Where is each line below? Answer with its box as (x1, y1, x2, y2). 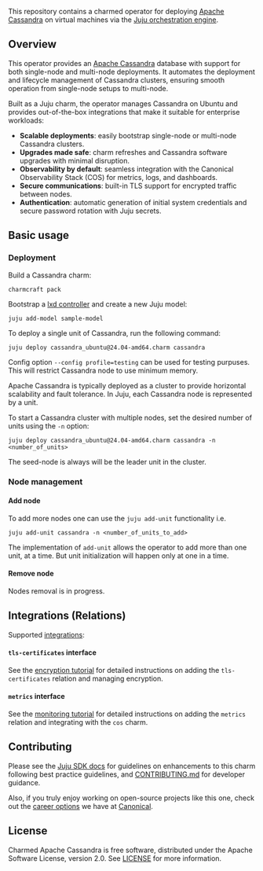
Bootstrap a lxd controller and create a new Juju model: (8, 299, 188, 309)
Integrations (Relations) (8, 609, 126, 623)
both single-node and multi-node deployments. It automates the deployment (8, 67, 255, 76)
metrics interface (8, 692, 65, 701)
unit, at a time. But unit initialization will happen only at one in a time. (8, 550, 229, 560)
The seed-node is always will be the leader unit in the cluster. (8, 457, 206, 466)
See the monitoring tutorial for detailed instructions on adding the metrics (8, 709, 246, 718)
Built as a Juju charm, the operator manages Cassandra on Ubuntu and (8, 98, 238, 108)
